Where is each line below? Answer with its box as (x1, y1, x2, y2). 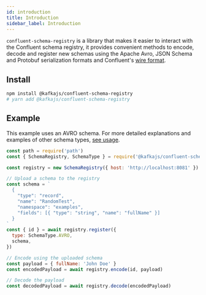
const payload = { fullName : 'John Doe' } (6, 261, 116, 267)
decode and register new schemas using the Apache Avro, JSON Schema (6, 50, 193, 58)
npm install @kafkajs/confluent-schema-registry (6, 91, 133, 97)
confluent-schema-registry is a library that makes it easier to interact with (6, 37, 193, 45)
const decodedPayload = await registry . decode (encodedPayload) (6, 283, 172, 289)
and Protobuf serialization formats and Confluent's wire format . (6, 56, 166, 64)
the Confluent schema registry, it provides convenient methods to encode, (6, 43, 194, 51)
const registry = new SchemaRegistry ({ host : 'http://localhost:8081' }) (6, 165, 199, 171)
